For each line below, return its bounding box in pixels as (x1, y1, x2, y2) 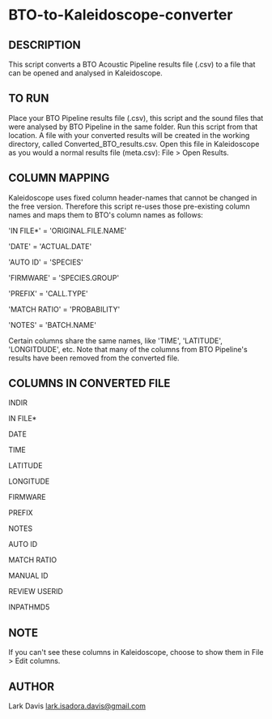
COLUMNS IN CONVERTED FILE (8, 377, 171, 390)
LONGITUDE (8, 476, 50, 486)
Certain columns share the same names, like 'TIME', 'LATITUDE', (8, 335, 223, 346)
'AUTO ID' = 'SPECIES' (8, 257, 83, 267)
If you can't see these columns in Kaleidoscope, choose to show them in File (8, 648, 264, 657)
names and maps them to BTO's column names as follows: (8, 209, 204, 220)
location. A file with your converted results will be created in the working (8, 130, 250, 140)
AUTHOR (8, 679, 55, 693)
